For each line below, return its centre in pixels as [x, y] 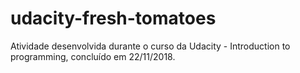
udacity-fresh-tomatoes [113, 18]
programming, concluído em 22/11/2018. [93, 56]
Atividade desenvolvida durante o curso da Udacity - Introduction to [150, 46]
